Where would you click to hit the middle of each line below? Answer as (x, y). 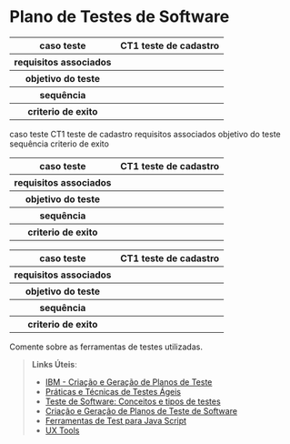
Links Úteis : (54, 364)
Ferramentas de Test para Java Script (116, 420)
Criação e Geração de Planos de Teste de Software (141, 410)
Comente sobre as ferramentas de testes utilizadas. (106, 347)
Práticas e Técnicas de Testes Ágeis (113, 391)
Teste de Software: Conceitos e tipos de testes (133, 401)
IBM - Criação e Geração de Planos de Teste (129, 382)
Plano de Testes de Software (120, 17)
